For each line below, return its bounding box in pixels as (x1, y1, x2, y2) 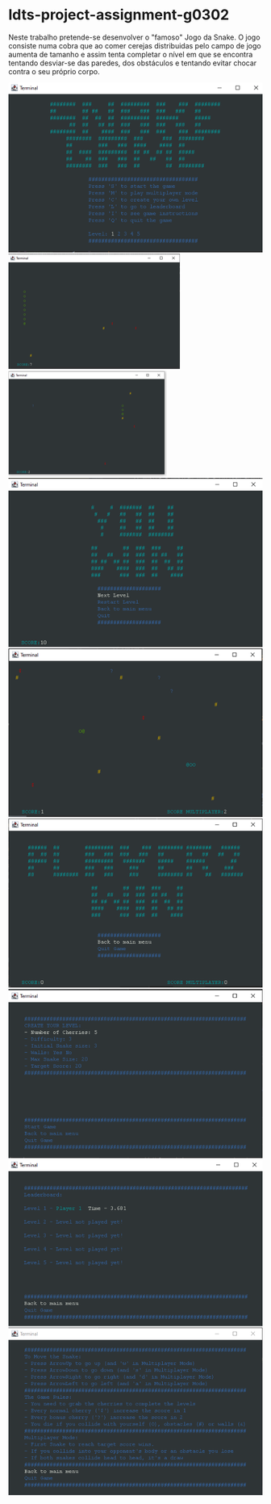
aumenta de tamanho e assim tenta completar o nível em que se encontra (8, 49, 253, 59)
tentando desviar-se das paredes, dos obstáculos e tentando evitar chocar (8, 58, 257, 68)
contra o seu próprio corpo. (8, 66, 101, 76)
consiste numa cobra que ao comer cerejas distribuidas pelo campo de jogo (8, 40, 261, 50)
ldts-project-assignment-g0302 (8, 6, 230, 24)
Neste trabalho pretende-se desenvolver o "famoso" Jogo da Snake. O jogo (8, 32, 261, 42)
